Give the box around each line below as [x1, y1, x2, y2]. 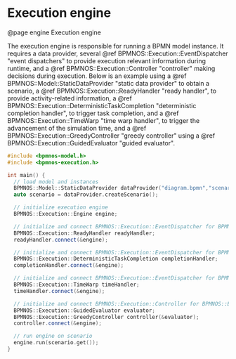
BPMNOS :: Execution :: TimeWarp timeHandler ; [13, 281, 140, 289]
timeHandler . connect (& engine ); [13, 287, 105, 294]
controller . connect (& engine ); [13, 320, 102, 327]
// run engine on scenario [13, 332, 93, 340]
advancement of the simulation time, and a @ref [7, 124, 147, 132]
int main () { [7, 171, 46, 178]
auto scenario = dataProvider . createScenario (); [13, 191, 159, 198]
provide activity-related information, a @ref [7, 93, 132, 103]
